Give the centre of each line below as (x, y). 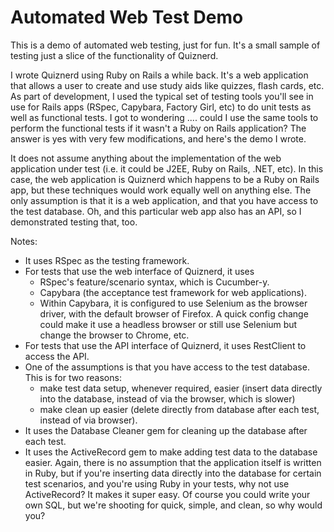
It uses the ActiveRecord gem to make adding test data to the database (171, 452)
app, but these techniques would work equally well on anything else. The (161, 190)
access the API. (57, 356)
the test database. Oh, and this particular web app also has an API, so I (156, 211)
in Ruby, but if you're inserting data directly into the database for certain (173, 473)
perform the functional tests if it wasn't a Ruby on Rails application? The (158, 128)
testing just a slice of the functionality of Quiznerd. (114, 55)
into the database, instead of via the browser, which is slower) (167, 398)
